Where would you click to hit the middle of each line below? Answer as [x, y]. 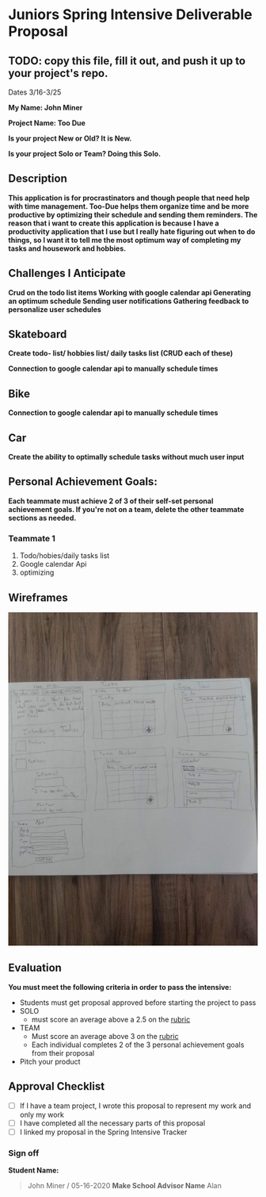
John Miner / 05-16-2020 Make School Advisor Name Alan [124, 1186]
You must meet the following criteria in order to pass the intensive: [120, 987]
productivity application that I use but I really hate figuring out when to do [132, 231]
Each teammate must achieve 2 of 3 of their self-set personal [111, 501]
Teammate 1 [32, 538]
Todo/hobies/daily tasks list [65, 556]
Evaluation [35, 968]
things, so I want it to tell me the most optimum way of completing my [125, 240]
